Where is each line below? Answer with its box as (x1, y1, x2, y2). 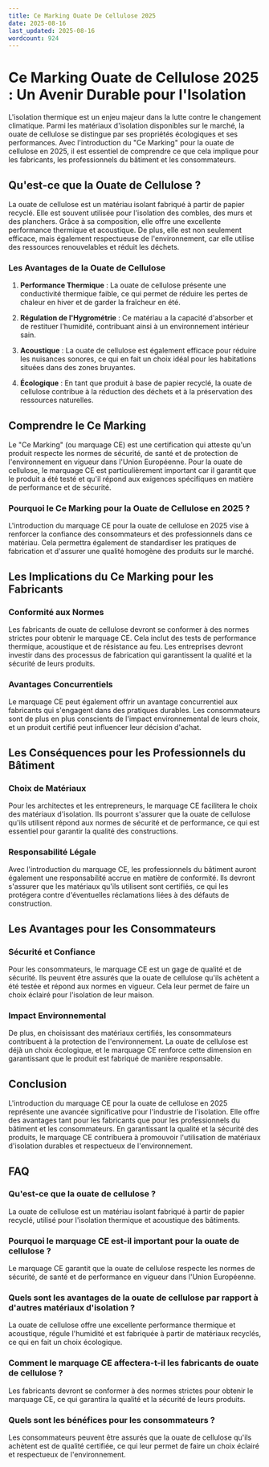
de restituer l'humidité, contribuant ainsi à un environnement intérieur (19, 322, 250, 332)
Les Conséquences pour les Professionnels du (8, 746, 247, 760)
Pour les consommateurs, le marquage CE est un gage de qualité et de (8, 964, 243, 974)
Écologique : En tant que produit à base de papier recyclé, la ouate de (19, 378, 253, 388)
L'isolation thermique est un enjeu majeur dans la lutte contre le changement (8, 112, 262, 122)
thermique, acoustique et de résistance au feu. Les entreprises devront (8, 642, 243, 651)
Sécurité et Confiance (8, 946, 96, 957)
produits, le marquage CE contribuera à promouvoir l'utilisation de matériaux (8, 1133, 261, 1143)
